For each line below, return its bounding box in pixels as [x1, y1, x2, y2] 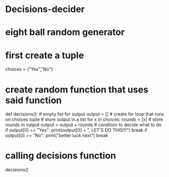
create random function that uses [5, 84, 149, 95]
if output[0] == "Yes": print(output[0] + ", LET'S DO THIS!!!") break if [5, 127, 148, 133]
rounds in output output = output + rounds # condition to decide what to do [5, 122, 162, 128]
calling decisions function [5, 150, 117, 161]
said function [5, 95, 62, 106]
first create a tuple [5, 49, 84, 61]
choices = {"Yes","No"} [5, 66, 53, 72]
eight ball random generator [5, 27, 125, 38]
